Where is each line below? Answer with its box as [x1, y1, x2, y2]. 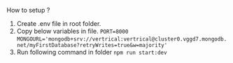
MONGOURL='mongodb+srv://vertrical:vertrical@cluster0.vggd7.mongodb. [16, 36, 227, 43]
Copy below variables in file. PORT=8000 [16, 27, 129, 35]
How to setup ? [6, 6, 50, 14]
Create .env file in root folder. [16, 20, 101, 27]
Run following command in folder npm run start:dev [16, 48, 167, 56]
